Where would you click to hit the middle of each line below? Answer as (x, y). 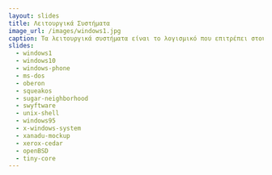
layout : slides (34, 16)
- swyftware (36, 106)
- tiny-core (36, 158)
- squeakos (34, 91)
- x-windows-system (49, 128)
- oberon (30, 83)
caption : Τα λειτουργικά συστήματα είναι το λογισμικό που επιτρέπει (128, 38)
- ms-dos (30, 76)
